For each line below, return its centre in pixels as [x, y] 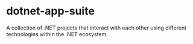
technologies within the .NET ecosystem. [57, 34]
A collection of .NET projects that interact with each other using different [96, 28]
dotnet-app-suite [51, 11]
